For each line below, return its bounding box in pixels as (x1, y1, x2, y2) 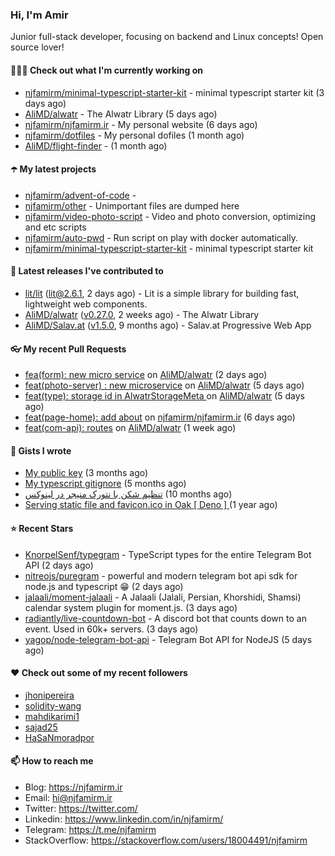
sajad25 (24, 721, 58, 733)
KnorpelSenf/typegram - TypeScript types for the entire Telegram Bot (24, 548, 312, 560)
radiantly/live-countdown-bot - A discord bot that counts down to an (24, 612, 307, 624)
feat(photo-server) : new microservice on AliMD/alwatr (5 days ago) (24, 379, 305, 392)
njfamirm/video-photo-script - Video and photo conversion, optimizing (24, 210, 317, 222)
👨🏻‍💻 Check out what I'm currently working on (10, 64, 203, 76)
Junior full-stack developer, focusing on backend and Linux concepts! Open (10, 31, 324, 43)
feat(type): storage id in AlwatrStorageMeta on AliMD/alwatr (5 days (24, 390, 306, 402)
